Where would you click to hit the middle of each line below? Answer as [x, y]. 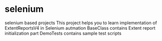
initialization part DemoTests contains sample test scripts [63, 33]
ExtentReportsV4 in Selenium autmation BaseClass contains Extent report [80, 28]
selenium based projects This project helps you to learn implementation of [81, 23]
